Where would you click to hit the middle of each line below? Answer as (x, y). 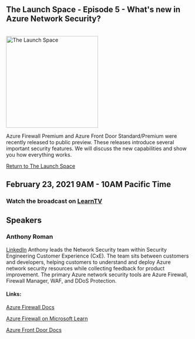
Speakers (24, 220)
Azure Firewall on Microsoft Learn (47, 318)
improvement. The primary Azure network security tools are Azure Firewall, (97, 274)
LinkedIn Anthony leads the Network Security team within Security (87, 249)
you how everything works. (39, 154)
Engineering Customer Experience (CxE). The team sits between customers (97, 256)
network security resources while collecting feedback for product (85, 268)
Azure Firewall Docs (30, 307)
